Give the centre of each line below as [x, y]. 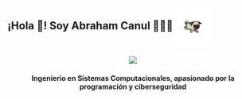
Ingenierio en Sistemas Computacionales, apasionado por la [133, 78]
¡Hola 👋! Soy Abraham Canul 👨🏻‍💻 [90, 26]
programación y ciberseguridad [133, 86]
